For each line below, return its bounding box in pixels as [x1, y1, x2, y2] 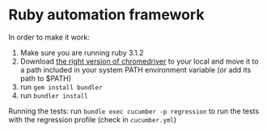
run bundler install [19, 90, 88, 100]
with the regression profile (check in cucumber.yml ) [8, 114, 177, 124]
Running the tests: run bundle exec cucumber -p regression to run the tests [8, 106, 260, 116]
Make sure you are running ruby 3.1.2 [19, 47, 144, 57]
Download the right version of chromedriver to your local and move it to [19, 56, 259, 66]
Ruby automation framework [8, 6, 205, 24]
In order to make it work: [8, 32, 91, 42]
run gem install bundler [19, 82, 103, 92]
